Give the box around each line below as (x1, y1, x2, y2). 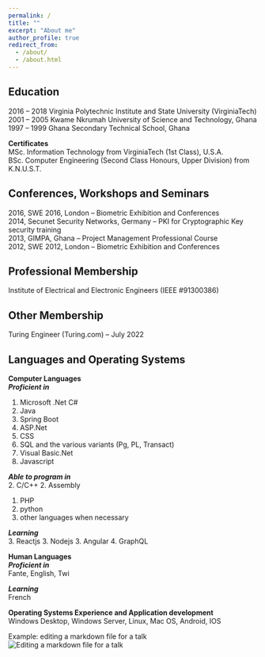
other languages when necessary (19, 513, 129, 522)
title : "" (8, 19, 41, 27)
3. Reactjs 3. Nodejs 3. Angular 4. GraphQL (8, 536, 149, 546)
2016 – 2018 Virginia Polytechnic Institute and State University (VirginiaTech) (8, 106, 257, 116)
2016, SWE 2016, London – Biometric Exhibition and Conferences (8, 208, 220, 217)
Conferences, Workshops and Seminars (8, 187, 210, 201)
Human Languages (8, 551, 72, 561)
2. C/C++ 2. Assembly (8, 480, 81, 490)
